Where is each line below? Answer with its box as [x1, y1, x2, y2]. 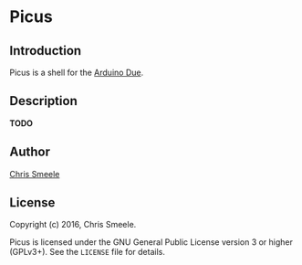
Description [9, 93, 78, 109]
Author [9, 144, 50, 160]
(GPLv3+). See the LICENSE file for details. [9, 247, 166, 258]
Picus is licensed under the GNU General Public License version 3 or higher [9, 237, 294, 248]
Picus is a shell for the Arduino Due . [9, 67, 144, 78]
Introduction [9, 43, 82, 58]
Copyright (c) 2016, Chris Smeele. [9, 219, 137, 230]
